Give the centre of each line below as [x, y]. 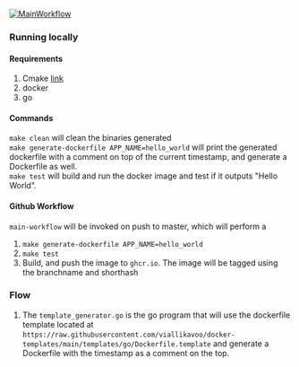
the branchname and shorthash [80, 272]
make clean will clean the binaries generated [90, 138]
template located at [58, 324]
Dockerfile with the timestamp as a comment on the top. [126, 353]
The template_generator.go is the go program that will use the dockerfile [156, 315]
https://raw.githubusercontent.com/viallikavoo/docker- [128, 335]
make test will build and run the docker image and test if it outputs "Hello [144, 176]
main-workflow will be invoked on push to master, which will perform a [138, 226]
